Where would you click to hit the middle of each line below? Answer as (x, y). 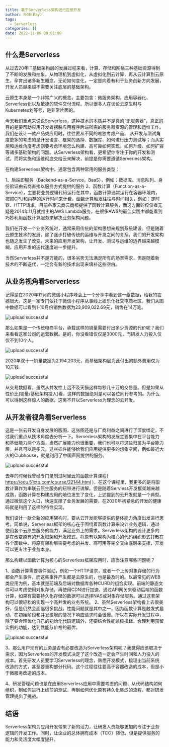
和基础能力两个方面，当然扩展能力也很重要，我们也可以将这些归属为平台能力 (84, 443)
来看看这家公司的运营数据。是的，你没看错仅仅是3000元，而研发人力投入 (81, 334)
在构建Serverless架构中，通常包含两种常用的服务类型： (63, 169)
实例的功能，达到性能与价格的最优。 (43, 627)
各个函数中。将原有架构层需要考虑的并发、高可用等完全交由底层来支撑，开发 (84, 543)
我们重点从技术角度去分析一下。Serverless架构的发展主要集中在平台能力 (84, 437)
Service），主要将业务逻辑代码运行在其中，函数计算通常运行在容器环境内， (82, 192)
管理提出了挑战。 (23, 696)
